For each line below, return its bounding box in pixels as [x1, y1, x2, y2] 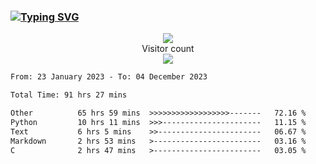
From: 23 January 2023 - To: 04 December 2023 [10, 72, 208, 82]
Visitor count [141, 43, 195, 55]
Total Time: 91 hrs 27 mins [10, 90, 128, 100]
